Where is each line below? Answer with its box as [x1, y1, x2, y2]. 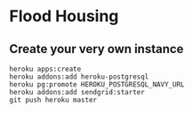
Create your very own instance [9, 41, 184, 56]
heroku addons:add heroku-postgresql [9, 72, 149, 81]
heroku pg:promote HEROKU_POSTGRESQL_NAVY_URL [9, 80, 185, 89]
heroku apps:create [9, 64, 82, 73]
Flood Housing [9, 6, 119, 26]
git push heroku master [9, 95, 98, 104]
